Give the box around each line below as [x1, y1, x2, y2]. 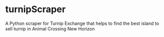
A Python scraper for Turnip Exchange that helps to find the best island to [5, 20, 159, 26]
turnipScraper [5, 4, 66, 15]
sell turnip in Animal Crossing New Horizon [5, 25, 95, 31]
